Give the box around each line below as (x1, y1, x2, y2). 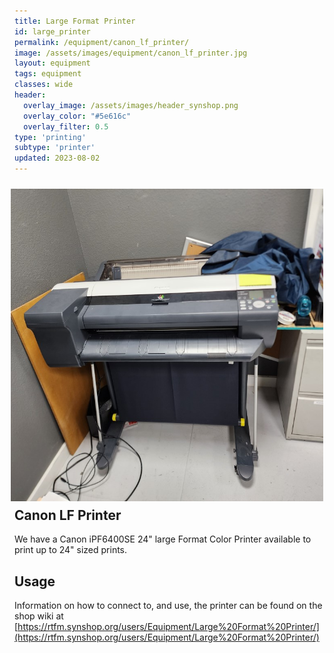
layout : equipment (14, 58, 91, 69)
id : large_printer (14, 26, 91, 37)
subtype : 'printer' (14, 143, 96, 153)
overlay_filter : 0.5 (23, 121, 109, 132)
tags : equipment (14, 69, 82, 79)
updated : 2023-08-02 (14, 153, 101, 164)
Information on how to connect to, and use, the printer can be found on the (14, 600, 323, 612)
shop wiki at (14, 610, 64, 622)
